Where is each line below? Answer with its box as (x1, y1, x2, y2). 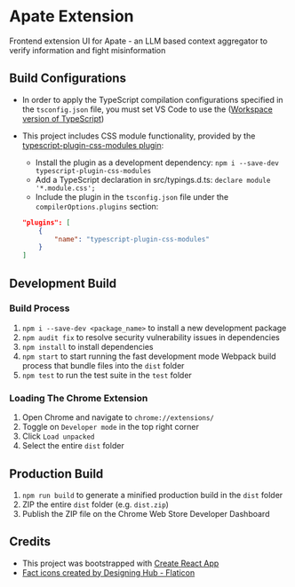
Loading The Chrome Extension (9, 392, 148, 404)
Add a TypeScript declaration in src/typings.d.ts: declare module (35, 174, 271, 185)
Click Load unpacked (21, 431, 95, 441)
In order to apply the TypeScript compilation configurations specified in (21, 94, 283, 105)
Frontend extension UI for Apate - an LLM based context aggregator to (9, 36, 268, 46)
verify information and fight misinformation (9, 44, 166, 55)
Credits (9, 535, 52, 550)
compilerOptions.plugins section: (35, 201, 159, 211)
